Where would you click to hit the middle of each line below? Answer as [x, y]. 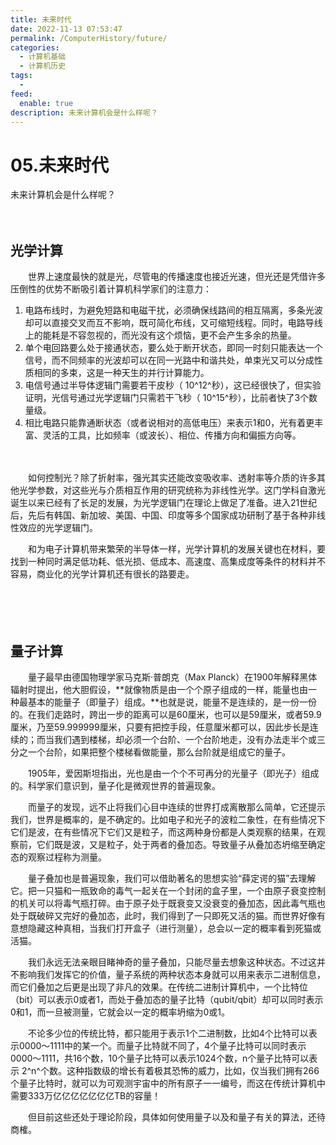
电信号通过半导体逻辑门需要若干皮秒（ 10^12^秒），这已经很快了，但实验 [173, 385]
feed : [21, 94]
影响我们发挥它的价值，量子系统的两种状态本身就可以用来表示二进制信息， [172, 974]
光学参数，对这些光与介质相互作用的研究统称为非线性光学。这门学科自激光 [172, 490]
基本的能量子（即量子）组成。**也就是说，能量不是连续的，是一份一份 [172, 702]
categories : [35, 47]
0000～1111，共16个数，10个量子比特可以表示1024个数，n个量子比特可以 [160, 1058]
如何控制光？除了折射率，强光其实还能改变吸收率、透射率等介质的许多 [172, 478]
